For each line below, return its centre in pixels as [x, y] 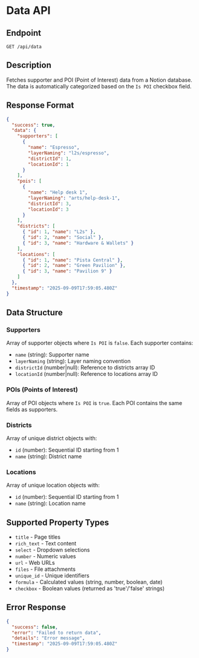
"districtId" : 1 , [50, 159]
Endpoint [24, 33]
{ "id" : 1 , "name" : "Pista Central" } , [72, 260]
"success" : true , [34, 125]
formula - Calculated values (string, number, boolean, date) [89, 582]
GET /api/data [24, 47]
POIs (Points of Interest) [42, 390]
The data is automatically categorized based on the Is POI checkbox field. [99, 86]
